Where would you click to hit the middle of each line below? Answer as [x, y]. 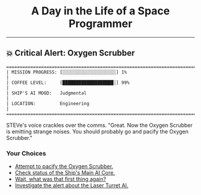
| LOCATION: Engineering [48, 103]
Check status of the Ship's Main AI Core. [65, 173]
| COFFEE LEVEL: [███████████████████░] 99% [68, 83]
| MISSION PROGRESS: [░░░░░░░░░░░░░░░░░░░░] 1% [67, 72]
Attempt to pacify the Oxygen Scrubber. [64, 166]
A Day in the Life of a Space [100, 11]
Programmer [100, 24]
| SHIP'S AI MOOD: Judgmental [46, 93]
